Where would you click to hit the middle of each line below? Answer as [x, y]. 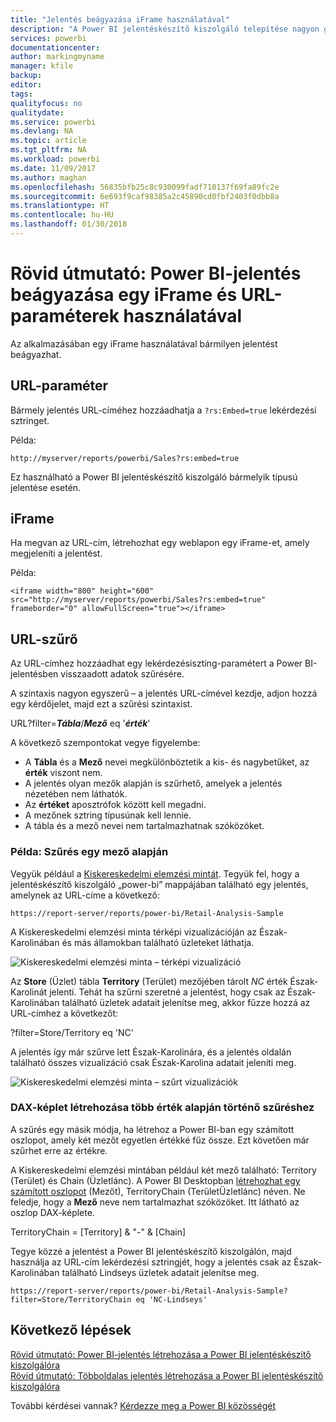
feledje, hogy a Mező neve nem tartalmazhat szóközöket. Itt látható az [155, 1202]
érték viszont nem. [63, 773]
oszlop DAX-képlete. [52, 1212]
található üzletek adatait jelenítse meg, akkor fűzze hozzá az [186, 1002]
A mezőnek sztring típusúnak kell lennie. [108, 815]
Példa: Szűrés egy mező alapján [89, 852]
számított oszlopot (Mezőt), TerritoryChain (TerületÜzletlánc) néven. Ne [158, 1191]
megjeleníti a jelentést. [56, 553]
